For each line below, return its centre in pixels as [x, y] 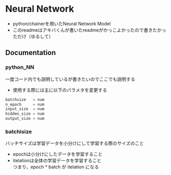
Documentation [31, 53]
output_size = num [25, 119]
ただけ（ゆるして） [33, 36]
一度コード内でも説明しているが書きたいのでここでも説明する [70, 79]
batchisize [19, 132]
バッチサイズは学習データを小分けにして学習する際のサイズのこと [75, 143]
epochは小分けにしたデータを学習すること [58, 154]
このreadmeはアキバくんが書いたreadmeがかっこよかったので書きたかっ [89, 30]
